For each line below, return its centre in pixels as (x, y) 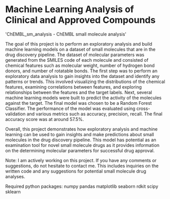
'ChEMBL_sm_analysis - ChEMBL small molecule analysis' (66, 34)
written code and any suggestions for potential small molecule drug (76, 171)
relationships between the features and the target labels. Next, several (79, 92)
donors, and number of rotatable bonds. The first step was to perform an (81, 71)
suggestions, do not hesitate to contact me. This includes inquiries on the (82, 166)
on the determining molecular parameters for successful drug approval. (80, 150)
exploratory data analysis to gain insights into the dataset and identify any (82, 76)
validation (15, 114)
